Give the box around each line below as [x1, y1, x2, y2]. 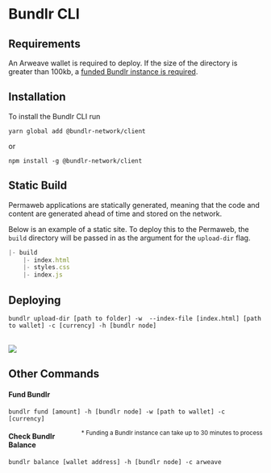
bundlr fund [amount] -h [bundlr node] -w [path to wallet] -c [8, 408, 226, 416]
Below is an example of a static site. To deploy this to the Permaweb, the [8, 224, 249, 234]
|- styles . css [23, 263, 70, 272]
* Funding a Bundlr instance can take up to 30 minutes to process [81, 429, 263, 437]
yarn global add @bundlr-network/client [8, 127, 147, 135]
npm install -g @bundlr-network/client [8, 156, 143, 165]
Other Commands [8, 367, 100, 381]
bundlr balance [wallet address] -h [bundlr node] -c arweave [8, 458, 222, 466]
